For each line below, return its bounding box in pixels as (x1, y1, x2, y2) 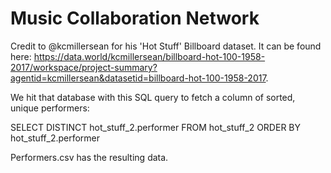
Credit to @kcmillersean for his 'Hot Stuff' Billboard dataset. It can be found (10, 40, 322, 52)
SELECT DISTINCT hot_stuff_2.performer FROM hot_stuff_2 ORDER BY (10, 121, 301, 133)
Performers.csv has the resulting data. (10, 151, 169, 163)
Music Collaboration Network (10, 7, 260, 30)
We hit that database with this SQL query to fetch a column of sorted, (10, 91, 296, 103)
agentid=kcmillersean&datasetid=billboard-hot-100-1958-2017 (10, 72, 267, 84)
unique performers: (10, 102, 90, 114)
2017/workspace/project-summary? (10, 61, 158, 73)
